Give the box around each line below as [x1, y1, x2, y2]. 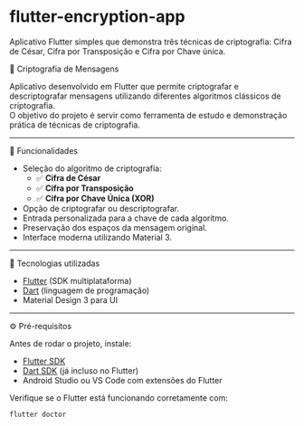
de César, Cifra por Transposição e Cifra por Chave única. [9, 45, 226, 56]
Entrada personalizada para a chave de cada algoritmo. [22, 213, 229, 223]
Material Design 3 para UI [22, 294, 119, 305]
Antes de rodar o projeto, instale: [9, 337, 132, 349]
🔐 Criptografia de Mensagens [9, 63, 119, 74]
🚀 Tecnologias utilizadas [9, 258, 100, 269]
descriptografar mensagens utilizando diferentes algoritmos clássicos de [9, 90, 281, 101]
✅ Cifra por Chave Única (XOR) [35, 193, 155, 204]
